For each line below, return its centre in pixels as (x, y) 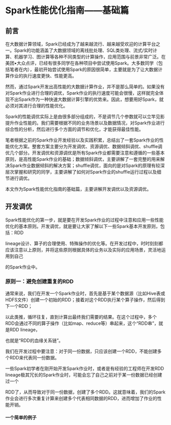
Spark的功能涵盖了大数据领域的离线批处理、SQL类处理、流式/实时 (83, 50)
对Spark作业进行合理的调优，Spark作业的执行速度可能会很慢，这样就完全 (82, 93)
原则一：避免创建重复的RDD (39, 281)
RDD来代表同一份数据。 (34, 358)
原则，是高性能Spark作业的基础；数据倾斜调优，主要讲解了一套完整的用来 (83, 159)
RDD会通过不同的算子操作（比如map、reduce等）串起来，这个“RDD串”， (82, 323)
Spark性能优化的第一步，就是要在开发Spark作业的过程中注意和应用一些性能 (84, 220)
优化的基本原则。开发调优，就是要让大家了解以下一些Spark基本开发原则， (83, 226)
